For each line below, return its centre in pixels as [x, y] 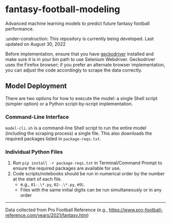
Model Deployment [36, 86]
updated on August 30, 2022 [36, 44]
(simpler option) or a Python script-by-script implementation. [69, 104]
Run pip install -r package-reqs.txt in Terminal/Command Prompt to [87, 163]
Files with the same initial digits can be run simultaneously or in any [91, 190]
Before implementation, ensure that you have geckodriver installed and [80, 54]
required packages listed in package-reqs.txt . [53, 139]
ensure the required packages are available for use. [67, 168]
